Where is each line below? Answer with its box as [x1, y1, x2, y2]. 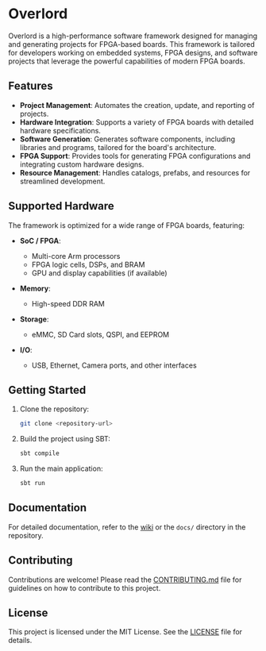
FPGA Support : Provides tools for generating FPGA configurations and [19, 151, 251, 160]
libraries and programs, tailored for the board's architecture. [19, 142, 217, 152]
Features [8, 79, 53, 93]
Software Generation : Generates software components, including [19, 134, 236, 144]
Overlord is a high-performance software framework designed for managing [8, 31, 258, 40]
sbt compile [19, 449, 60, 457]
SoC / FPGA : [19, 236, 61, 245]
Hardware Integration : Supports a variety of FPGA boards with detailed [19, 117, 254, 127]
